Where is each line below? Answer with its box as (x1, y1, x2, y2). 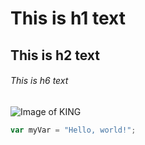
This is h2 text (10, 47, 100, 64)
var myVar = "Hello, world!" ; (10, 125, 137, 135)
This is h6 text (10, 75, 69, 87)
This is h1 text (10, 7, 126, 30)
